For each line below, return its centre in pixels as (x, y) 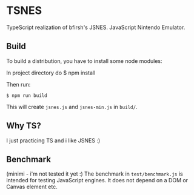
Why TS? (24, 126)
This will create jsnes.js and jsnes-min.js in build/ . (72, 107)
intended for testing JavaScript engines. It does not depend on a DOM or (97, 180)
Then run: (18, 84)
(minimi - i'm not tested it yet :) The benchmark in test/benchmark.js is (95, 174)
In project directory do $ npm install (51, 73)
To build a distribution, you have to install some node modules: (84, 61)
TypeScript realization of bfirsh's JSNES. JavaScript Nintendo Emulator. (96, 27)
